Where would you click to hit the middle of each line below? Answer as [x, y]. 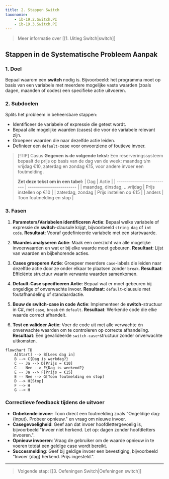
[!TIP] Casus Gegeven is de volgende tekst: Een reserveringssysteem [90, 156]
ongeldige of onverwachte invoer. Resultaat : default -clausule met [81, 289]
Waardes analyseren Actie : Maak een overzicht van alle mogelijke [81, 242]
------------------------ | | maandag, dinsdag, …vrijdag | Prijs [91, 187]
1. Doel [13, 69]
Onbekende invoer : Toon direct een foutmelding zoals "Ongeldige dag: [86, 413]
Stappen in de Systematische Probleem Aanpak [81, 54]
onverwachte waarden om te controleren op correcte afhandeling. [81, 330]
